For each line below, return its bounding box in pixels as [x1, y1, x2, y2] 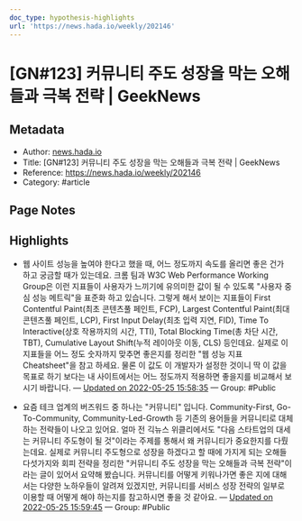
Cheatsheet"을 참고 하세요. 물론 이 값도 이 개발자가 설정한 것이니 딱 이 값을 [22, 360, 288, 370]
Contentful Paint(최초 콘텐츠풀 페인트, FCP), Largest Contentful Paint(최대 [22, 303, 290, 314]
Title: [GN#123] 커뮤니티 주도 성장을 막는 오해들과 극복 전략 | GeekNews [22, 157, 280, 168]
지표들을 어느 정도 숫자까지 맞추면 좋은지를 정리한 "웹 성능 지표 [22, 348, 243, 359]
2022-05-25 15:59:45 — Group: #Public [22, 501, 170, 512]
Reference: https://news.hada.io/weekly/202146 [22, 167, 201, 178]
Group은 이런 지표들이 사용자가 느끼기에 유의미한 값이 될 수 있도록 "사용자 [22, 280, 282, 291]
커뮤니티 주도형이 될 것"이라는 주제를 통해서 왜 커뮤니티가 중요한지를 [32, 434, 272, 446]
